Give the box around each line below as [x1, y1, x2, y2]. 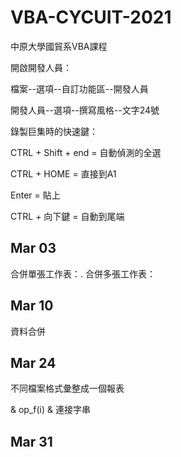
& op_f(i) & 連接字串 [10, 404, 91, 416]
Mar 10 [10, 297, 54, 315]
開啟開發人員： [10, 61, 72, 73]
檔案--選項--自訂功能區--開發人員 [10, 82, 149, 95]
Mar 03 [10, 240, 57, 257]
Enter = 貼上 [10, 189, 61, 201]
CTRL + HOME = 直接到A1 [10, 167, 117, 180]
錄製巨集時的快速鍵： [10, 125, 98, 137]
